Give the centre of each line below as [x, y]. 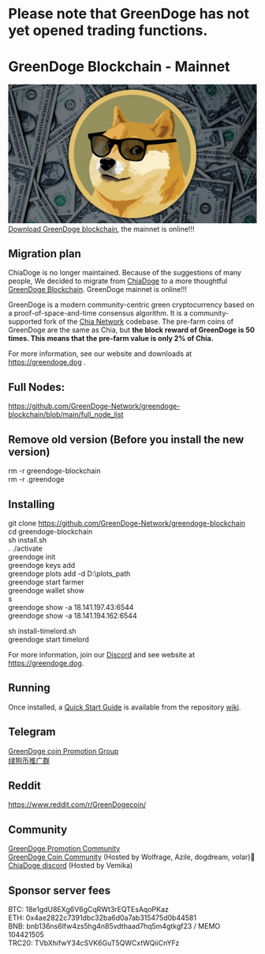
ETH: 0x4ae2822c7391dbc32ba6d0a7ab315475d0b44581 [103, 918]
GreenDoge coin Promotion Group [63, 751]
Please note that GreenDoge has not [129, 14]
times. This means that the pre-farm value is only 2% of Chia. [111, 339]
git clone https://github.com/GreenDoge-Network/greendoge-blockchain [127, 523]
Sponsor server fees [60, 890]
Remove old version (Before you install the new [126, 439]
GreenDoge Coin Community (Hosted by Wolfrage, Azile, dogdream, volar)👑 [132, 857]
